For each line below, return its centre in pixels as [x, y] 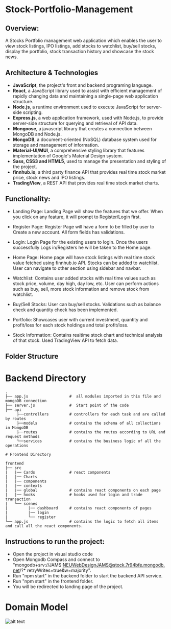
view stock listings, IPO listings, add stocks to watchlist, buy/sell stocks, [81, 46]
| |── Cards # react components [58, 472]
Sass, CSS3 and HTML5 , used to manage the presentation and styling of [89, 161]
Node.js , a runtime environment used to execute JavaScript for [79, 107]
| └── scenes [21, 504]
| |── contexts [24, 486]
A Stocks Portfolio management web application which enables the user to [84, 40]
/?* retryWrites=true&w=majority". [55, 570]
